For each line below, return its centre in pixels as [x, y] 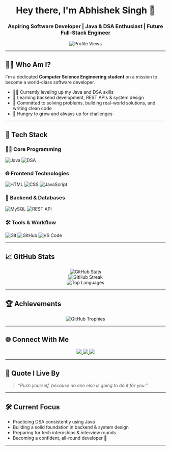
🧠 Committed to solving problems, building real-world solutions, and [84, 103]
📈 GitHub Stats [30, 257]
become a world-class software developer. [50, 82]
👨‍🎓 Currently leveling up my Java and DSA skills [63, 92]
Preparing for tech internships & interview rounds [64, 432]
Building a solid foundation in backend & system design [70, 427]
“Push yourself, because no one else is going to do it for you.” [83, 386]
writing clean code [32, 109]
